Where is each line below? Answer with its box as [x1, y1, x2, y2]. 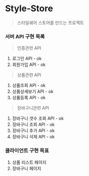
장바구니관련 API [17, 105, 49, 111]
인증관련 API [17, 45, 42, 51]
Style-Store [5, 3, 53, 14]
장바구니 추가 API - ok [12, 128, 55, 133]
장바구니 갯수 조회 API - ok [12, 115, 64, 121]
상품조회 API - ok [12, 83, 46, 88]
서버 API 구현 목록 [5, 33, 45, 40]
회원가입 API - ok [12, 62, 46, 67]
